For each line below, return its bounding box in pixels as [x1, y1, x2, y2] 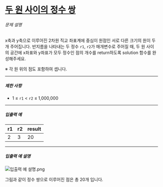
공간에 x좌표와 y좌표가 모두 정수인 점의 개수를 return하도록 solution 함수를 [10, 50, 151, 56]
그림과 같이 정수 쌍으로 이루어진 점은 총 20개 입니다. [5, 177, 103, 183]
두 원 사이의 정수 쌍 [5, 4, 76, 16]
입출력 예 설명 [5, 153, 31, 159]
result [27, 126, 41, 133]
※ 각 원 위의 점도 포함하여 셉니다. [5, 66, 67, 72]
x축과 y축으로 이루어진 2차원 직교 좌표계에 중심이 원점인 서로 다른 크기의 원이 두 [5, 37, 156, 44]
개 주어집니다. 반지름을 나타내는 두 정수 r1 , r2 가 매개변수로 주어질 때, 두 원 [5, 44, 146, 50]
